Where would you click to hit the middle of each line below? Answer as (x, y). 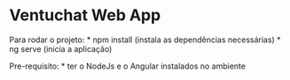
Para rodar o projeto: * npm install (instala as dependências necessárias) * (145, 40)
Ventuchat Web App (85, 15)
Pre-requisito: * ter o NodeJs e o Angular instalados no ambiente (128, 66)
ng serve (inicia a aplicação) (61, 48)
